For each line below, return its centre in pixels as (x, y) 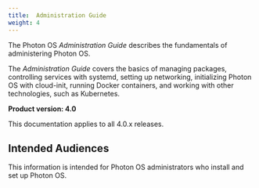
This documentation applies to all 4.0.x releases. (86, 124)
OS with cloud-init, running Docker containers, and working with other (121, 85)
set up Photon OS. (38, 175)
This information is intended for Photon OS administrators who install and (126, 167)
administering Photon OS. (49, 53)
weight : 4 (24, 23)
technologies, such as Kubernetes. (64, 93)
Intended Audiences (59, 148)
